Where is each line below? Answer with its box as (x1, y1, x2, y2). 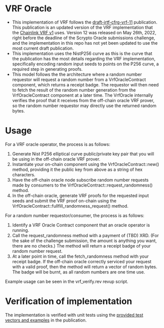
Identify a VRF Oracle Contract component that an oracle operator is (12, 222, 150, 228)
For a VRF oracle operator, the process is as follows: (5, 141, 111, 147)
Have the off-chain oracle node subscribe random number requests (12, 177, 149, 183)
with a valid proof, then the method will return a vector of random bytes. (12, 264, 158, 270)
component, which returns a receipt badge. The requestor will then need (12, 82, 159, 87)
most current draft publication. (12, 45, 74, 51)
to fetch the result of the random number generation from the (12, 87, 136, 93)
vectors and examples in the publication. (5, 317, 87, 323)
